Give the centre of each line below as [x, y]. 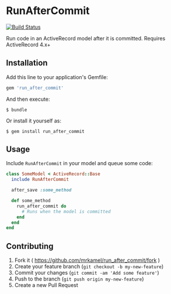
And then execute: [28, 99]
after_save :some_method [41, 190]
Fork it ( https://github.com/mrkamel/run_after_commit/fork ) [87, 260]
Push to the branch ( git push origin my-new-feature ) [79, 279]
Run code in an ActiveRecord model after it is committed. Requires [86, 38]
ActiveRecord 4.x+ [28, 45]
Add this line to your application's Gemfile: [57, 77]
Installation [27, 63]
